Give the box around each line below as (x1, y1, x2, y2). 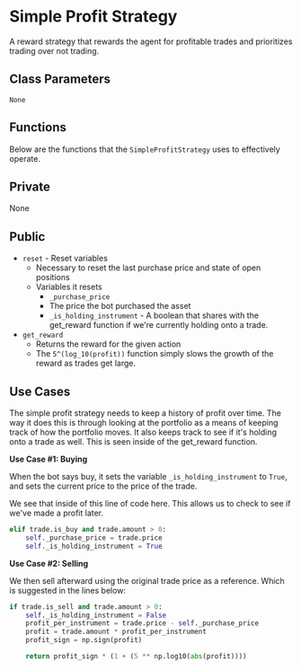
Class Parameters (9, 72, 111, 87)
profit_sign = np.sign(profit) (25, 636, 143, 645)
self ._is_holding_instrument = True (25, 542, 164, 551)
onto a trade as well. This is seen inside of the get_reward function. (9, 436, 258, 446)
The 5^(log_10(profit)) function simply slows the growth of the (35, 348, 274, 359)
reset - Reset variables (22, 253, 108, 264)
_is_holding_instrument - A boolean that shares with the (49, 310, 259, 321)
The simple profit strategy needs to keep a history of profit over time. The (9, 408, 281, 419)
